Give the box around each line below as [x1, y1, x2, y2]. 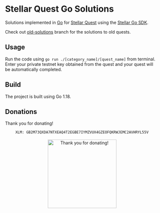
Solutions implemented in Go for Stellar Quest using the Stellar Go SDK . [5, 19, 149, 25]
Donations [5, 107, 38, 116]
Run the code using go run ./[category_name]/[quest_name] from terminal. [5, 56, 156, 62]
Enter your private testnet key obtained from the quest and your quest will [5, 61, 154, 67]
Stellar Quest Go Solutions [5, 3, 114, 15]
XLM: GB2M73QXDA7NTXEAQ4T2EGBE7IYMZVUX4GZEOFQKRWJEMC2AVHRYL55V [15, 130, 149, 135]
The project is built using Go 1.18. [5, 94, 71, 99]
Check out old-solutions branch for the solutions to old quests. [5, 29, 131, 35]
